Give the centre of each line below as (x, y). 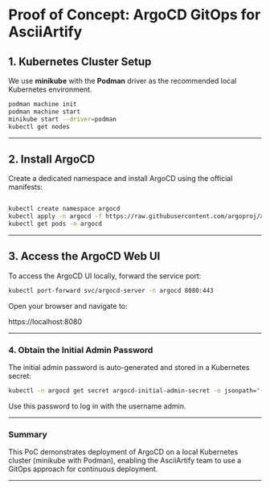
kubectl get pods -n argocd (55, 224)
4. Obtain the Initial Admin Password (81, 350)
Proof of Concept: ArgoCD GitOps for (135, 15)
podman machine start (45, 111)
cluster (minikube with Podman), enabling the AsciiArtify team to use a (125, 461)
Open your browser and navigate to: (68, 306)
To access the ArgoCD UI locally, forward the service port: (105, 276)
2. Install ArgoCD (52, 159)
